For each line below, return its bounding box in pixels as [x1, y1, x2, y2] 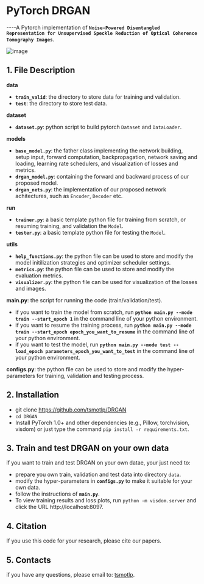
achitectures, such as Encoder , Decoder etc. [15, 192, 123, 199]
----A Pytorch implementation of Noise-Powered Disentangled [6, 24, 160, 31]
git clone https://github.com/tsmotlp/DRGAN [15, 406, 127, 413]
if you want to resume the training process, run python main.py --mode [15, 321, 192, 329]
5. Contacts [6, 555, 52, 565]
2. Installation [6, 390, 60, 400]
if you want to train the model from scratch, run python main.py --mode [15, 308, 193, 316]
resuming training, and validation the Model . [15, 222, 124, 229]
